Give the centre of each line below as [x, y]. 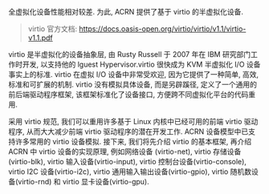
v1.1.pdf [41, 38]
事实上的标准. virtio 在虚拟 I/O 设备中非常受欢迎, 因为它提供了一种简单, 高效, [134, 74]
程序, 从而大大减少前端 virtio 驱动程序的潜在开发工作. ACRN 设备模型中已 [128, 131]
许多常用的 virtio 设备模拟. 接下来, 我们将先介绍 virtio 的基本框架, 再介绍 [133, 141]
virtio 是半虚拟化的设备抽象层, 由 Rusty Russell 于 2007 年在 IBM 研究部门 [130, 54]
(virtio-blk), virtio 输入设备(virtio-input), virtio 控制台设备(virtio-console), [128, 162]
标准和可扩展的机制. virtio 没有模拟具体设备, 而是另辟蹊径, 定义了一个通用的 [132, 84]
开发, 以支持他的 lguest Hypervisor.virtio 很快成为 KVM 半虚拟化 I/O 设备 [141, 64]
